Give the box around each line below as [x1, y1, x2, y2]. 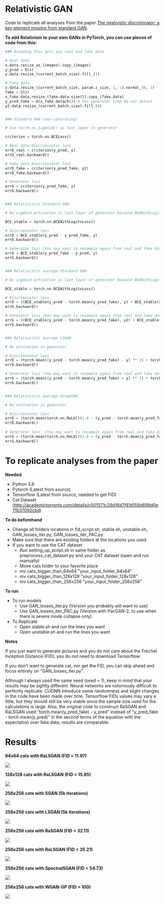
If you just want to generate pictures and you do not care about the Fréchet [5, 648, 157, 654]
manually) [19, 557, 40, 563]
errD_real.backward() [5, 152, 50, 157]
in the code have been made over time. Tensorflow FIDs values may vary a [5, 693, 156, 699]
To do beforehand [5, 517, 42, 523]
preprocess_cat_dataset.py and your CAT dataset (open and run [19, 552, 149, 558]
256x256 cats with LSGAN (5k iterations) [5, 809, 91, 815]
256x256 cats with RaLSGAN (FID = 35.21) [5, 846, 93, 852]
